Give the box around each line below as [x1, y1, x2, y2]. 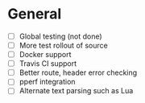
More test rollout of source [19, 41, 108, 50]
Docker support [19, 50, 72, 60]
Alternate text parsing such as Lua [19, 86, 134, 96]
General [7, 5, 62, 23]
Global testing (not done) [19, 31, 102, 41]
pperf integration [19, 77, 76, 87]
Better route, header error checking [19, 68, 138, 77]
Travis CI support [19, 59, 77, 68]
